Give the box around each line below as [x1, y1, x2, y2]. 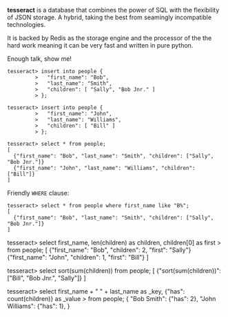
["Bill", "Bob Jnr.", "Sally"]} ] [7, 274, 86, 282]
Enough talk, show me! [7, 55, 72, 63]
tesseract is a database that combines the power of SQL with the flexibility [7, 6, 220, 14]
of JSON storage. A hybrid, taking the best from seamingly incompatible [7, 13, 212, 21]
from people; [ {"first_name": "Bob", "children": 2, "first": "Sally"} [7, 246, 191, 254]
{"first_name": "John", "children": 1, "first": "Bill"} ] [7, 253, 149, 261]
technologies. [7, 21, 46, 28]
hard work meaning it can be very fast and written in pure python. [7, 41, 194, 49]
